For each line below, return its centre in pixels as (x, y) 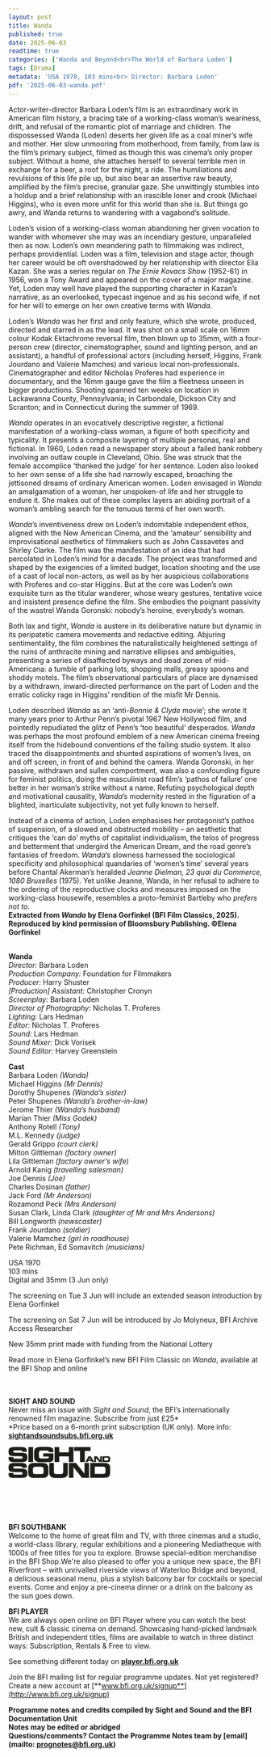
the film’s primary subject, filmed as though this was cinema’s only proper (131, 152)
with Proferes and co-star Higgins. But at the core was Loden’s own (121, 584)
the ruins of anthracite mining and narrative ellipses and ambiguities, (122, 652)
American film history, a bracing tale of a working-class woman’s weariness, (135, 118)
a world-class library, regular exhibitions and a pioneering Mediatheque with (135, 1544)
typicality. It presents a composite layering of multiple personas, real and (129, 440)
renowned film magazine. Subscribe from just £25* (94, 1418)
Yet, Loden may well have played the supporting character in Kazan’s (123, 288)
